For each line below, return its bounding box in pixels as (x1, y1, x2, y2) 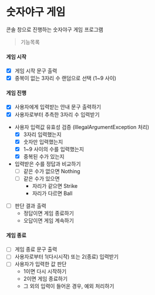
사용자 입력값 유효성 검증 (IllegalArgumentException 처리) (14, 123, 150, 130)
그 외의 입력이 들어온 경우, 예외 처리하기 (23, 283, 114, 290)
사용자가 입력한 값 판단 (14, 260, 67, 268)
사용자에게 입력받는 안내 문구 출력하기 (14, 104, 102, 111)
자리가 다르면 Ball (32, 190, 73, 197)
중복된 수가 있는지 (23, 153, 65, 160)
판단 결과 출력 (14, 202, 46, 209)
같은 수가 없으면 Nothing (23, 167, 80, 174)
